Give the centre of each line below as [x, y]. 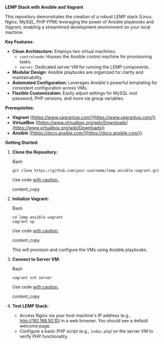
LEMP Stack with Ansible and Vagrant [44, 7]
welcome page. [35, 326]
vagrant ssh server [32, 278]
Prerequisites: [20, 108]
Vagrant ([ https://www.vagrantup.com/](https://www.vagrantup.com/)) [84, 117]
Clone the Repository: [35, 152]
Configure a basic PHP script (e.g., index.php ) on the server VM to [86, 331]
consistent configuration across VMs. [50, 88]
